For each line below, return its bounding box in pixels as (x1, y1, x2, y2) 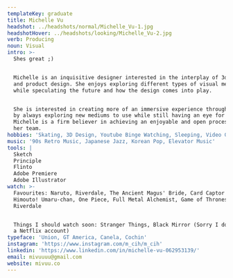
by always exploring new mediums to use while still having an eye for (13, 112, 225, 119)
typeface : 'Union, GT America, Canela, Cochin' (7, 234, 148, 241)
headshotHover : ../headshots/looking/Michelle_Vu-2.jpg (7, 29, 172, 37)
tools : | (7, 144, 33, 152)
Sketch (13, 151, 33, 158)
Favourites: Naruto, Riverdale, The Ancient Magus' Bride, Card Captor (13, 189, 225, 197)
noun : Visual (7, 42, 45, 49)
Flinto (13, 164, 33, 171)
